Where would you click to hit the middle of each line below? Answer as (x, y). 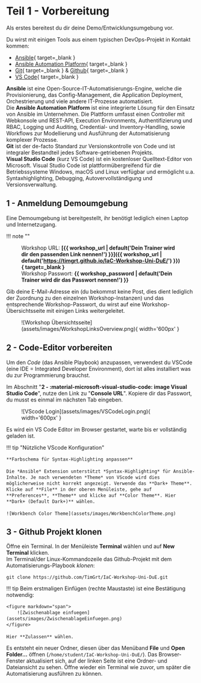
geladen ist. (21, 436)
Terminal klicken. (28, 553)
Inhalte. (17, 477)
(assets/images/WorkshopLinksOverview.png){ (80, 329)
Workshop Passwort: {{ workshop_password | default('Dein (97, 273)
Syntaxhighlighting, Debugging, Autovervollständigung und (79, 178)
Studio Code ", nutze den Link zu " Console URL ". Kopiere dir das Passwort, (99, 393)
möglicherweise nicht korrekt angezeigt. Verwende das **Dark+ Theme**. (99, 483)
